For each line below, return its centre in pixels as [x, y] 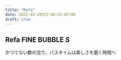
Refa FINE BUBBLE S [37, 40]
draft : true [18, 19]
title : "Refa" [20, 10]
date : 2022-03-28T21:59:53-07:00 [41, 15]
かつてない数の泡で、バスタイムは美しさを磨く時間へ [61, 52]
